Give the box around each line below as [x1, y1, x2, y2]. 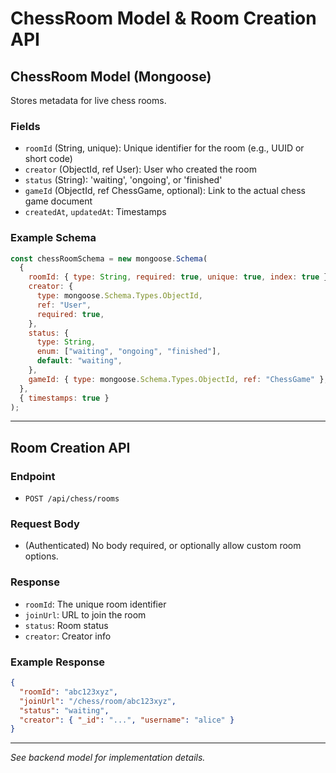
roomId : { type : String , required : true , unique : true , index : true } [28, 272, 329, 282]
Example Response [10, 655, 106, 669]
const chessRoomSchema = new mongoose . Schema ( [10, 253, 208, 264]
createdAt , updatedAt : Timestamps [24, 206, 167, 218]
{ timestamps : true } [19, 393, 110, 403]
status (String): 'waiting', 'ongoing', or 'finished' [24, 174, 223, 186]
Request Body [10, 517, 80, 531]
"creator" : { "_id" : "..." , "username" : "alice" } [19, 715, 235, 725]
